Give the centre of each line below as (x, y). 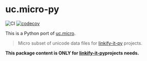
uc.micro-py (32, 9)
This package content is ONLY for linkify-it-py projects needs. (72, 53)
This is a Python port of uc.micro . (40, 33)
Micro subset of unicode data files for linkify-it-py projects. (80, 43)
